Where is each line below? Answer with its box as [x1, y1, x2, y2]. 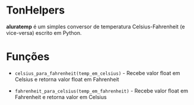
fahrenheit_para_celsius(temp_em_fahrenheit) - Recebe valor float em [14, 87, 189, 94]
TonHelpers [6, 4, 65, 17]
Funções [6, 50, 50, 64]
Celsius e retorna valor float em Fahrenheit [14, 76, 120, 83]
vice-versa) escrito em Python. [6, 29, 82, 36]
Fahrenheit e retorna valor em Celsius [14, 93, 107, 100]
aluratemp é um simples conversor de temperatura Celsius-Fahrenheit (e [6, 23, 185, 30]
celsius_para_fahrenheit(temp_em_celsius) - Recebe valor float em [14, 69, 180, 77]
